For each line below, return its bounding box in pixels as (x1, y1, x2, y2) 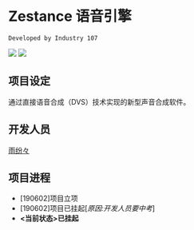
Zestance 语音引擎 (8, 7, 132, 26)
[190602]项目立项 (19, 193, 78, 204)
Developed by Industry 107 (8, 34, 98, 42)
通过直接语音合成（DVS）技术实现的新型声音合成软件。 (8, 97, 191, 106)
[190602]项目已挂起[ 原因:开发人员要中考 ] (19, 204, 156, 213)
